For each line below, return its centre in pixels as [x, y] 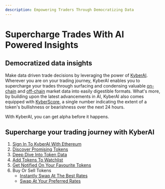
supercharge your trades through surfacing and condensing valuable [76, 86]
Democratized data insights [49, 63]
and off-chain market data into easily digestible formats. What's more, [89, 91]
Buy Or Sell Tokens [32, 171]
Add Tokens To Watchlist [38, 160]
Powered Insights [42, 45]
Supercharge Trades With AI [65, 34]
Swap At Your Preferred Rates [50, 181]
